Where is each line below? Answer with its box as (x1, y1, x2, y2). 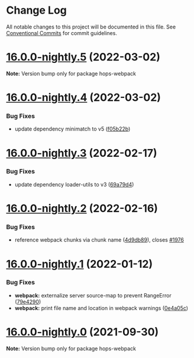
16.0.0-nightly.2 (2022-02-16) (6, 202, 159, 216)
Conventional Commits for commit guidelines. (6, 29, 117, 36)
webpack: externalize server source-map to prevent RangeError (14, 292, 172, 299)
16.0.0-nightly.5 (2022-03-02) (6, 50, 161, 64)
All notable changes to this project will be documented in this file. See (6, 23, 176, 30)
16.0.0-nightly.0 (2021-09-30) (6, 325, 159, 338)
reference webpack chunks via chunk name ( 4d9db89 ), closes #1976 (14, 236, 185, 243)
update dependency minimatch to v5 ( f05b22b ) (14, 125, 131, 132)
